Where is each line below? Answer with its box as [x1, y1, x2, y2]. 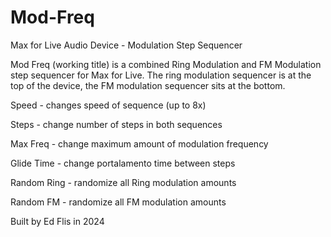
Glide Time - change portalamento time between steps [10, 157, 236, 169]
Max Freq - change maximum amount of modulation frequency [10, 137, 269, 150]
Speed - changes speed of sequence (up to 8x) [10, 99, 207, 111]
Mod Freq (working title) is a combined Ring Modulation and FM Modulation [10, 58, 322, 70]
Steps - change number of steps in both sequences [10, 118, 223, 130]
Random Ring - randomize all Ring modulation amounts [10, 176, 237, 188]
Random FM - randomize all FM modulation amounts [10, 196, 227, 208]
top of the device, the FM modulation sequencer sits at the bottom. [10, 79, 286, 91]
